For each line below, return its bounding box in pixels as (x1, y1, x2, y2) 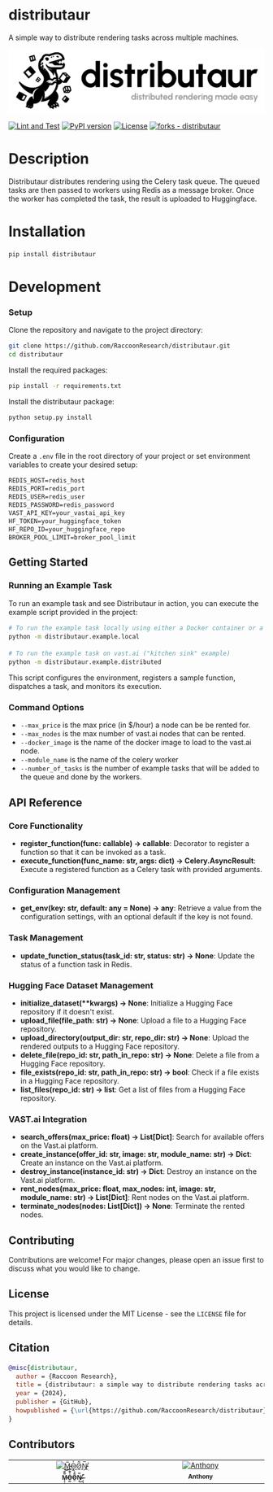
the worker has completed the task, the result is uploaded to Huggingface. (8, 194, 258, 203)
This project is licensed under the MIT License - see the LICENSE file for (8, 1308, 246, 1319)
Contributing (8, 1233, 75, 1247)
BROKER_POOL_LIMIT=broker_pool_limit (8, 533, 136, 542)
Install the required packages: (8, 364, 108, 375)
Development (8, 277, 102, 296)
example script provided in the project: (8, 607, 138, 617)
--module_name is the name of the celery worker (19, 755, 179, 765)
